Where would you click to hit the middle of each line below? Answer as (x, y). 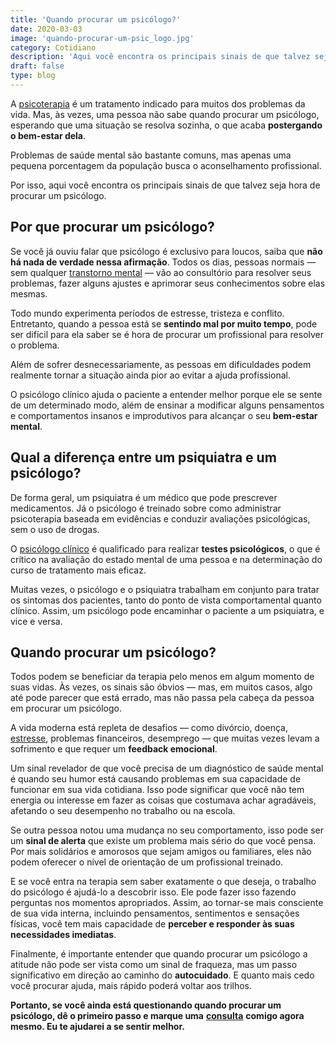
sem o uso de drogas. (55, 529)
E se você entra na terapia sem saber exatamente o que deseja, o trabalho (163, 882)
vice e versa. (36, 621)
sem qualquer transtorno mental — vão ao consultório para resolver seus (161, 272)
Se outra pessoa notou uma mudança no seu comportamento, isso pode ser (167, 830)
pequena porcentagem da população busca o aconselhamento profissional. (166, 165)
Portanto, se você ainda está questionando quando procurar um (146, 1005)
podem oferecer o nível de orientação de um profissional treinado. (147, 862)
